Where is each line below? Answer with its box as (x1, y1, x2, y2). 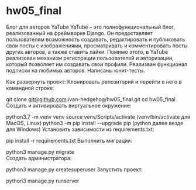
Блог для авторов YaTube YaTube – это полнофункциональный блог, (6, 23, 176, 30)
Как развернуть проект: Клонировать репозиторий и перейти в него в (6, 78, 182, 85)
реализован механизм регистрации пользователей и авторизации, (6, 54, 174, 61)
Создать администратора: (6, 154, 72, 161)
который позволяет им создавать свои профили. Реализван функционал (6, 60, 188, 68)
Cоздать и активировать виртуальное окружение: (6, 102, 132, 109)
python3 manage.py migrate (6, 148, 74, 156)
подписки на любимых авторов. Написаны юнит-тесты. (6, 67, 145, 74)
